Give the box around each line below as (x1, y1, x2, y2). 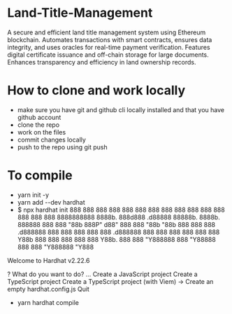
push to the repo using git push (17, 142, 108, 151)
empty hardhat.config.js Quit (7, 285, 89, 293)
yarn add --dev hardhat (17, 198, 85, 206)
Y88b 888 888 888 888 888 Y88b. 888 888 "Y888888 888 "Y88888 (17, 235, 217, 243)
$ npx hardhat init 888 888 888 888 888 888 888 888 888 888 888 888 (17, 205, 225, 214)
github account (17, 113, 61, 121)
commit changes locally (17, 135, 86, 144)
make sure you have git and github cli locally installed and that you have (17, 105, 225, 114)
